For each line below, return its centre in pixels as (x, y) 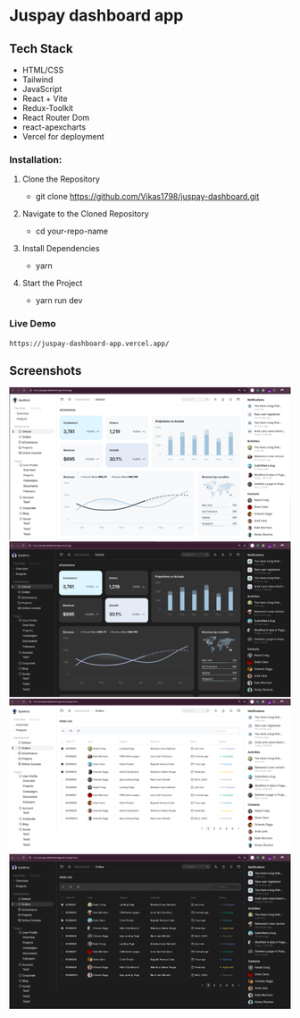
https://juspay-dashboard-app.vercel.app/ (89, 344)
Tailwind (37, 80)
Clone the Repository (61, 179)
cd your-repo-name (72, 231)
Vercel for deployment (63, 136)
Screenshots (46, 371)
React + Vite (45, 98)
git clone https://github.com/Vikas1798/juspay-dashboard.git (147, 197)
